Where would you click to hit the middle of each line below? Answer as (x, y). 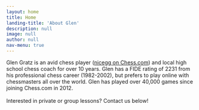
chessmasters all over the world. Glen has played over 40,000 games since (100, 81)
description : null (29, 29)
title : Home (21, 17)
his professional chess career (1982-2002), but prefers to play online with (98, 75)
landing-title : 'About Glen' (43, 23)
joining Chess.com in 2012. (40, 88)
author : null (23, 40)
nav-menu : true (25, 46)
